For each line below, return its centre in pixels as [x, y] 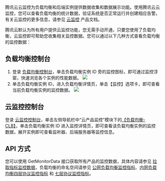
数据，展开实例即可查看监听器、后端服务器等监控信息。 [61, 132]
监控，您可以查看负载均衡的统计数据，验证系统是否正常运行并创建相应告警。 [82, 13]
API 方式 [18, 149]
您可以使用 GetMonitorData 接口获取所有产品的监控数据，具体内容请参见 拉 [81, 161]
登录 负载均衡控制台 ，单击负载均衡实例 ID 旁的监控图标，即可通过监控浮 [85, 71]
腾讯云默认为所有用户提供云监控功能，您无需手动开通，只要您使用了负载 [78, 30]
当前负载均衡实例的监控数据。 [42, 90]
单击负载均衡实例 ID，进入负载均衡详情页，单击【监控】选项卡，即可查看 [86, 84]
